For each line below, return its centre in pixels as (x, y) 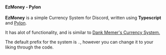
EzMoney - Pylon (23, 7)
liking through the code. (29, 47)
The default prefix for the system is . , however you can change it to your (79, 42)
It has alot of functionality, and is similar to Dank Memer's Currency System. (83, 32)
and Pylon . (16, 23)
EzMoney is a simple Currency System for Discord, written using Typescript (83, 18)
